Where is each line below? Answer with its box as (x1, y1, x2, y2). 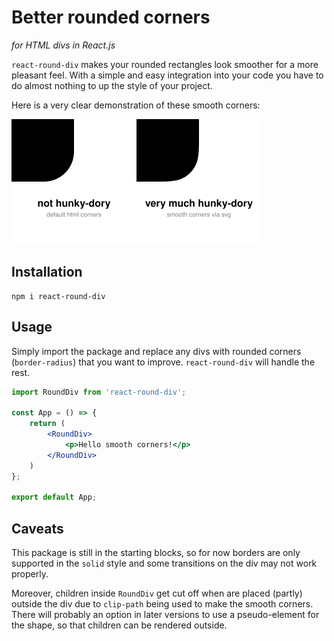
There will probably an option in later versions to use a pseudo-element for (11, 609, 320, 620)
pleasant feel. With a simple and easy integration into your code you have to (11, 69, 324, 81)
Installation (11, 264, 83, 281)
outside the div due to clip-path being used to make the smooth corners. (11, 598, 314, 610)
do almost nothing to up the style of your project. (11, 79, 213, 91)
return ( (29, 419, 66, 429)
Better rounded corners (11, 6, 211, 29)
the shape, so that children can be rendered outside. (11, 619, 228, 631)
